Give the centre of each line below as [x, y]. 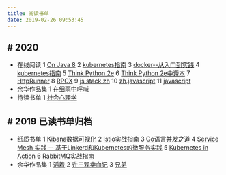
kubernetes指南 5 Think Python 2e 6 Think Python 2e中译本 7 [103, 73]
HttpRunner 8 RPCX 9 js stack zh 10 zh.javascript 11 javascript [104, 81]
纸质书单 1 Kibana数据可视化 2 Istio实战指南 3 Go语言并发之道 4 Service [118, 139]
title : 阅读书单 [28, 13]
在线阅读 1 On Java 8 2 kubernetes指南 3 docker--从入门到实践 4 [108, 65]
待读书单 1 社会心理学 [47, 98]
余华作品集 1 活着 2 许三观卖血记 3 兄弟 [72, 165]
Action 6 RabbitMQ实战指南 [55, 156]
